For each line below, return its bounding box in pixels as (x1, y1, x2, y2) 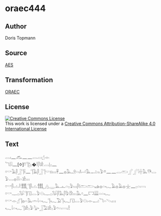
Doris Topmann (5, 35, 36, 41)
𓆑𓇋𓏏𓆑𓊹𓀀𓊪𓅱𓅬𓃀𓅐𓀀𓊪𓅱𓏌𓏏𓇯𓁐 (5, 205, 70, 211)
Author (5, 22, 27, 31)
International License (5, 126, 47, 132)
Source (5, 49, 28, 57)
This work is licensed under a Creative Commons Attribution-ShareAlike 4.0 (5, 121, 156, 126)
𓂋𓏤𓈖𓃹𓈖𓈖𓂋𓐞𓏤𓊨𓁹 (5, 154, 50, 160)
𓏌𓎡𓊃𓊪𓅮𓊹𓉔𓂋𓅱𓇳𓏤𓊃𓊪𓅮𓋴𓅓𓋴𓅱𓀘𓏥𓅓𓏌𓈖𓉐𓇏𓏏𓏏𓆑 (5, 191, 111, 197)
